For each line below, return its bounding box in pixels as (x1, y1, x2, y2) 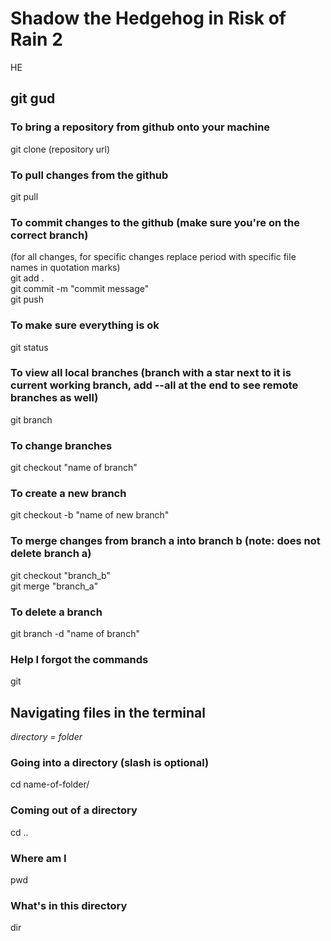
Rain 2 (10, 28, 63, 51)
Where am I (10, 851, 67, 865)
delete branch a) (10, 547, 92, 561)
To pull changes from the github (10, 168, 169, 182)
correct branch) (10, 228, 89, 242)
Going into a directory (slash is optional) (10, 756, 210, 770)
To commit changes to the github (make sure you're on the (10, 215, 301, 229)
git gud (10, 90, 56, 107)
